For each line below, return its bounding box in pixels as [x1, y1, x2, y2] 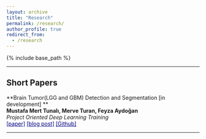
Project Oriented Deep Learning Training [6, 113, 109, 121]
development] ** [6, 100, 48, 108]
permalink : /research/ [6, 20, 64, 26]
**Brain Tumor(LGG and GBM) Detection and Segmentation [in [6, 94, 166, 101]
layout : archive [6, 9, 48, 15]
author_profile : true [6, 26, 62, 32]
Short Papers [6, 78, 58, 88]
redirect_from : [6, 32, 45, 38]
